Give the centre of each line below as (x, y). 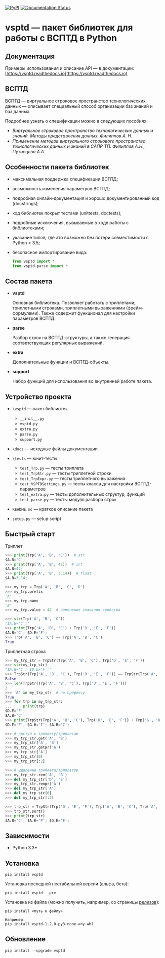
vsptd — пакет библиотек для (69, 28)
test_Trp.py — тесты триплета (52, 468)
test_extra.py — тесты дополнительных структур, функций (82, 494)
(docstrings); (25, 203)
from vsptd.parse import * (40, 266)
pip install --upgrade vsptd (35, 951)
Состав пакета (29, 281)
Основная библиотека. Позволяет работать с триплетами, (74, 303)
